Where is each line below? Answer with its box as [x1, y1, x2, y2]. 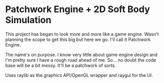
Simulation [5, 14, 52, 26]
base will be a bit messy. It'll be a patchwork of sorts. [5, 62, 116, 68]
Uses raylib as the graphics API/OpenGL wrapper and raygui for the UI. [5, 72, 153, 78]
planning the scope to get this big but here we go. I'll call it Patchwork [5, 36, 151, 43]
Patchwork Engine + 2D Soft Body [5, 4, 150, 15]
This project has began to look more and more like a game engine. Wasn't [5, 31, 159, 37]
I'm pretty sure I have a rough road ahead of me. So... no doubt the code [5, 57, 156, 63]
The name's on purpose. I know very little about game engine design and [5, 52, 158, 58]
